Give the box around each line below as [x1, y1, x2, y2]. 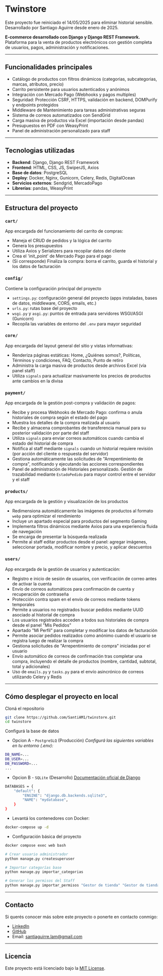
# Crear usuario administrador [5, 851, 68, 857]
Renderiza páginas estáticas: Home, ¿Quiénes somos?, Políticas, [12, 352, 142, 358]
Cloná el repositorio [5, 705, 45, 711]
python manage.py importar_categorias [5, 869, 83, 874]
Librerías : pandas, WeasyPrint [12, 185, 73, 191]
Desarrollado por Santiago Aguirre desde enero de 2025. [5, 24, 119, 30]
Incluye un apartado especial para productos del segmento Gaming [12, 518, 147, 524]
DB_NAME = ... [5, 752, 29, 757]
